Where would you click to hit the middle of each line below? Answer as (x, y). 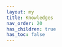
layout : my (20, 12)
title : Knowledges (30, 18)
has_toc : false (26, 35)
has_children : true (31, 29)
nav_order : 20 (25, 23)
